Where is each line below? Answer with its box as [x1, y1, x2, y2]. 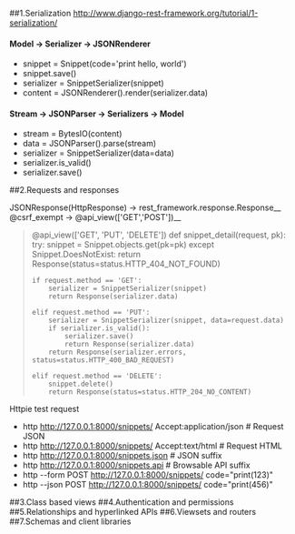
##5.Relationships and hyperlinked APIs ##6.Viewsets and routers [9, 507, 257, 518]
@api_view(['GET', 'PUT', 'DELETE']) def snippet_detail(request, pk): [31, 229, 286, 240]
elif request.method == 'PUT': [31, 308, 151, 317]
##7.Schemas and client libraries [9, 516, 132, 527]
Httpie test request [9, 404, 80, 415]
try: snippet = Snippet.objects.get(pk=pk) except [31, 239, 215, 250]
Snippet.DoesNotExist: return [31, 249, 142, 260]
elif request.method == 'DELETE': [31, 372, 162, 381]
